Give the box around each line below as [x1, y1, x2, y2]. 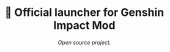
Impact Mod [53, 18, 116, 32]
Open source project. [57, 39, 111, 46]
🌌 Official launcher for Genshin [4, 6, 164, 20]
